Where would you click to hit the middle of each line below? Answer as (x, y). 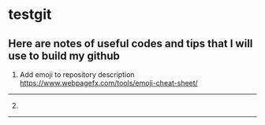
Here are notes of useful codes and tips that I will (131, 44)
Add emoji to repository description (77, 75)
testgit (30, 15)
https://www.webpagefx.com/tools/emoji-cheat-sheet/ (109, 83)
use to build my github (64, 55)
